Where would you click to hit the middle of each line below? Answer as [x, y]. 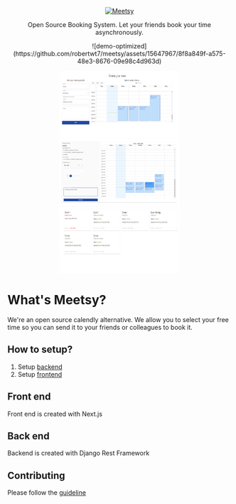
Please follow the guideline [47, 493]
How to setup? [40, 349]
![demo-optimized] [119, 46]
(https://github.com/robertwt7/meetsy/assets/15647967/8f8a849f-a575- [119, 54]
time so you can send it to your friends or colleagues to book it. [100, 327]
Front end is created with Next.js [55, 414]
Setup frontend [40, 374]
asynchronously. [119, 32]
